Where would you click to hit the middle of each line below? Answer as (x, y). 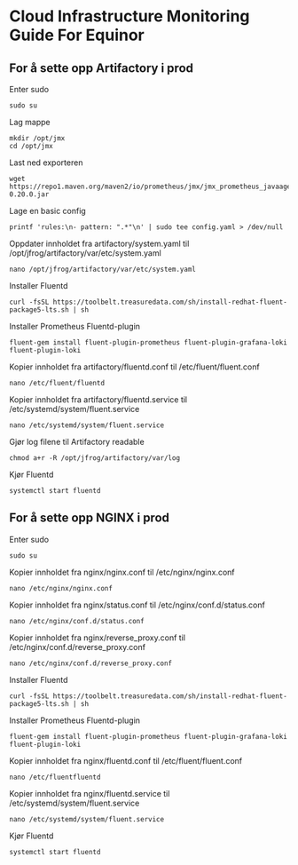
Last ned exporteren (46, 163)
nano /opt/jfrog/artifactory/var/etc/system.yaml (103, 269)
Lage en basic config (47, 211)
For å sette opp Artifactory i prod (101, 68)
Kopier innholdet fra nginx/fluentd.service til (90, 793)
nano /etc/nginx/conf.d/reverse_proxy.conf (91, 663)
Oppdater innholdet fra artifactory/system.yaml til (99, 243)
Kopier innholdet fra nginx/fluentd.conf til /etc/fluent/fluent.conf (126, 760)
